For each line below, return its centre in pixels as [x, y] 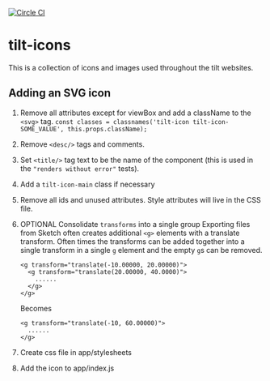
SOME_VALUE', [42, 129]
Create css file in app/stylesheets [76, 352]
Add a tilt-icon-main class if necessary [87, 184]
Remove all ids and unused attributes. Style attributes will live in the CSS [140, 199]
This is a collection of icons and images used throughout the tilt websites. [131, 67]
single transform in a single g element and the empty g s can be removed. [141, 250]
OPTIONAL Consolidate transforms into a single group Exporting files [135, 224]
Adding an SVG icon [60, 93]
